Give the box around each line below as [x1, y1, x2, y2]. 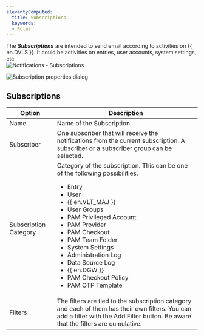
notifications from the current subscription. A [56, 137, 185, 145]
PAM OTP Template [67, 281, 123, 289]
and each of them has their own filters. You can [56, 305, 192, 313]
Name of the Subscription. [56, 119, 132, 128]
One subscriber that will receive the [56, 129, 158, 137]
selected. [56, 152, 84, 160]
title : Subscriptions [12, 15, 67, 21]
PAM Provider [67, 220, 106, 229]
